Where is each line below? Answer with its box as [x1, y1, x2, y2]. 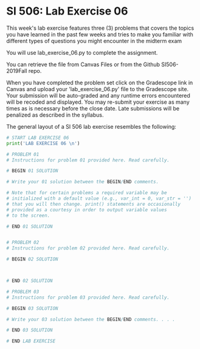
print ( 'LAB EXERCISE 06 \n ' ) [6, 140, 80, 146]
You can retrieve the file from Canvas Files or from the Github [6, 61, 160, 68]
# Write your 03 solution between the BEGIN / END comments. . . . [6, 316, 175, 322]
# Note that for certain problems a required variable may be [6, 190, 167, 196]
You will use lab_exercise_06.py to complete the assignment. [6, 49, 158, 56]
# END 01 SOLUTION [6, 223, 53, 229]
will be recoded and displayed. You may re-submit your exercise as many [6, 98, 190, 106]
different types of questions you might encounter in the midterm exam [6, 37, 182, 44]
